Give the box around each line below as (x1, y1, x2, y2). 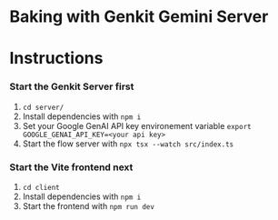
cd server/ (22, 103, 65, 112)
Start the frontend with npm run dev (22, 200, 154, 211)
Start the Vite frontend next (9, 161, 134, 174)
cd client (22, 183, 61, 192)
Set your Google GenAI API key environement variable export (22, 120, 252, 131)
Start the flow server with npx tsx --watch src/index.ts (22, 138, 234, 149)
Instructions (9, 48, 104, 69)
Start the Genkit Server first (9, 80, 134, 93)
